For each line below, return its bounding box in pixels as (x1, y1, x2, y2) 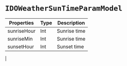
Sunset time (57, 43, 84, 50)
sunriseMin (7, 35, 33, 42)
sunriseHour (7, 27, 36, 34)
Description (57, 19, 85, 26)
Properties (9, 19, 34, 26)
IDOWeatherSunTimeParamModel (5, 4, 123, 13)
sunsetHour (7, 43, 34, 50)
